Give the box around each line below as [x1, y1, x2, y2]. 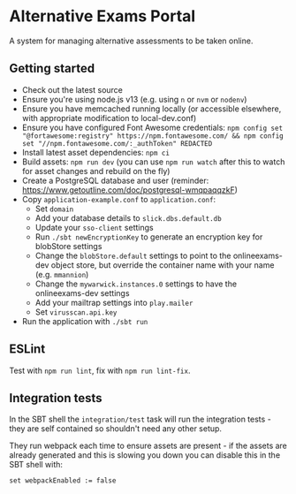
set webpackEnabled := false [9, 476, 117, 485]
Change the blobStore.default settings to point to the [34, 250, 231, 261]
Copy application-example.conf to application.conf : [21, 194, 216, 204]
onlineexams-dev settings [34, 287, 130, 298]
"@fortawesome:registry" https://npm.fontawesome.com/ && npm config [21, 131, 285, 141]
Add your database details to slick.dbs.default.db [34, 212, 223, 223]
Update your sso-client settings [34, 222, 154, 232]
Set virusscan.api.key [34, 307, 118, 317]
